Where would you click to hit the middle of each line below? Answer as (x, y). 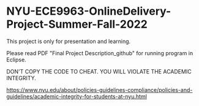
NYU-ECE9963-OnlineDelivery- (89, 11)
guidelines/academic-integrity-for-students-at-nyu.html (77, 96)
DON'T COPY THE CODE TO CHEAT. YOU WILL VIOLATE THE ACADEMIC (99, 71)
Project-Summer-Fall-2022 (77, 24)
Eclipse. (16, 59)
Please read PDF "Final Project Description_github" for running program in (100, 53)
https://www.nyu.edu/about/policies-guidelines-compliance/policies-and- (99, 89)
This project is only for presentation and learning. (69, 41)
